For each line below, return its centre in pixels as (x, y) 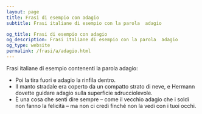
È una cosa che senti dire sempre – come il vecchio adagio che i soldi (102, 99)
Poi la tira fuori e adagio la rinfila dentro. (65, 80)
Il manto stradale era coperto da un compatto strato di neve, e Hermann (105, 86)
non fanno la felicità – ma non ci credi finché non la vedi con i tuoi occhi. (106, 106)
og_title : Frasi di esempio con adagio (57, 34)
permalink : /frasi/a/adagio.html (49, 51)
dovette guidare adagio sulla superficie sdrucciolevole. (84, 93)
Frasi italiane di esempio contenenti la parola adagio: (72, 68)
